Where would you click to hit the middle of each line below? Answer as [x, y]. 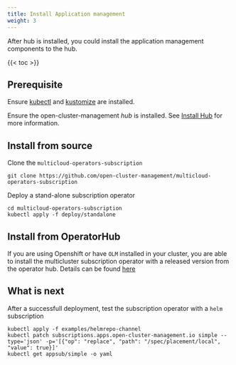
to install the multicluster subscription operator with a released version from [118, 261]
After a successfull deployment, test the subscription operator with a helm [115, 308]
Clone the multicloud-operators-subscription [75, 163]
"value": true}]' [33, 348]
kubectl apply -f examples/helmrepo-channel [74, 329]
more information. [33, 123]
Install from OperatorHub [64, 236]
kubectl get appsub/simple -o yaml [60, 354]
